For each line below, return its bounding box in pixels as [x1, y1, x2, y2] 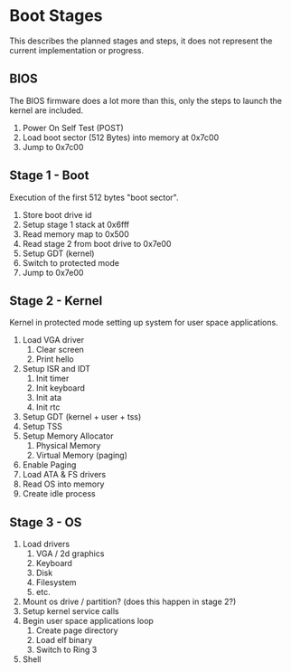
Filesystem [35, 577, 77, 588]
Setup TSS [22, 421, 63, 432]
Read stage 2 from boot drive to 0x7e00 [22, 238, 172, 249]
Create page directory [35, 625, 119, 636]
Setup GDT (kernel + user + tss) [22, 412, 142, 422]
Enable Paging [22, 459, 77, 470]
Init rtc [35, 402, 61, 412]
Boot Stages [9, 5, 103, 26]
